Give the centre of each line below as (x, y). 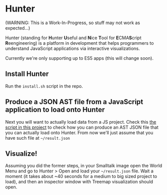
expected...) (18, 28)
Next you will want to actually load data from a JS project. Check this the (81, 122)
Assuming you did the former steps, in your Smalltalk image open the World (84, 166)
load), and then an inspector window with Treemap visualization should (79, 182)
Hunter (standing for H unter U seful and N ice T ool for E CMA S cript (73, 38)
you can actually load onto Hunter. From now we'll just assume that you (79, 132)
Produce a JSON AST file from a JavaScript (74, 102)
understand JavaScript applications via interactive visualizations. (73, 48)
